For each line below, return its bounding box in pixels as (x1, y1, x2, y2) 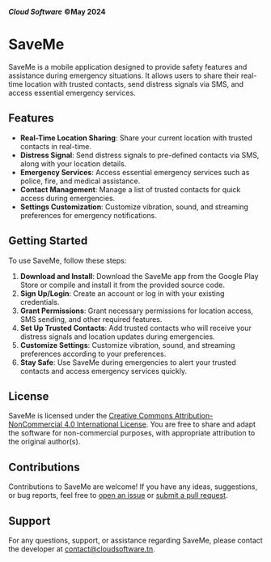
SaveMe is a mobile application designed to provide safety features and (8, 62, 248, 71)
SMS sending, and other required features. (19, 314, 163, 324)
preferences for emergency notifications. (19, 210, 158, 220)
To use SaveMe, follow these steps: (8, 255, 127, 265)
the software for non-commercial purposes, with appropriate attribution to (8, 428, 256, 438)
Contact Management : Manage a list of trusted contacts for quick (19, 184, 241, 194)
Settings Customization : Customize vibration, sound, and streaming (19, 202, 249, 212)
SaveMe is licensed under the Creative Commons (8, 411, 173, 421)
